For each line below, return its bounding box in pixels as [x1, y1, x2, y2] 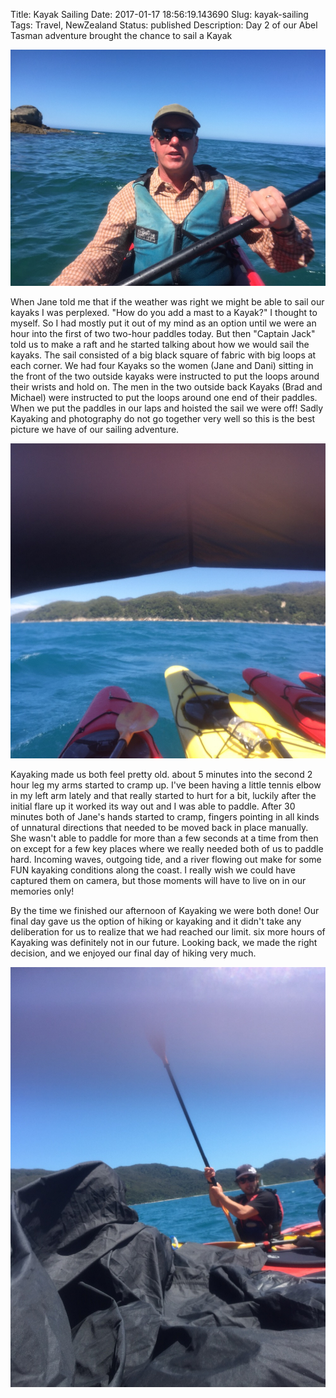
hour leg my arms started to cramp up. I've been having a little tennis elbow [10, 779, 322, 791]
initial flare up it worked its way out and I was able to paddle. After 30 [10, 800, 296, 812]
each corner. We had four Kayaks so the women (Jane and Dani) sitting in [10, 360, 314, 371]
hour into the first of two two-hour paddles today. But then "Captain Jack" [10, 328, 316, 339]
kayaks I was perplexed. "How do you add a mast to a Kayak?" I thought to [10, 307, 318, 318]
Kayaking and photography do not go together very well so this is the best [10, 413, 316, 424]
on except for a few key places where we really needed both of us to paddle [10, 843, 324, 854]
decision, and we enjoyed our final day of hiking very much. [10, 947, 257, 959]
